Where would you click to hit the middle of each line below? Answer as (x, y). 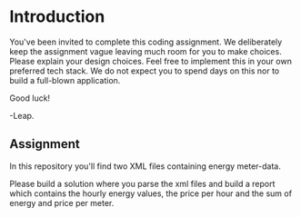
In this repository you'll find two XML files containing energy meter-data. (145, 166)
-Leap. (22, 115)
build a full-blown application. (65, 80)
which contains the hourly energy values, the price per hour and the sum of (151, 193)
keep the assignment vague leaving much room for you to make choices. (145, 51)
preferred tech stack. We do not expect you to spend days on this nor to (145, 71)
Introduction (57, 17)
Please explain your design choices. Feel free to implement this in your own (151, 61)
